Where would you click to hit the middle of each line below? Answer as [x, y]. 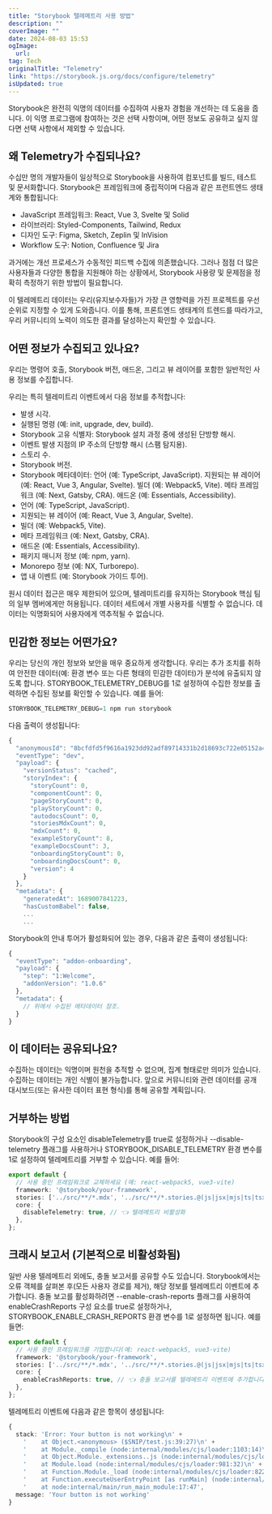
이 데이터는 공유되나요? [63, 1049]
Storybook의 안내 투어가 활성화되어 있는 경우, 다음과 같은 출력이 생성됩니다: [128, 938]
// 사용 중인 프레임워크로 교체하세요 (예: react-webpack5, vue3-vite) [125, 1182]
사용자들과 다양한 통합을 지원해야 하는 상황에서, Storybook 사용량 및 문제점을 [130, 273]
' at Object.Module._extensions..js [90, 1457]
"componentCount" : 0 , [66, 793]
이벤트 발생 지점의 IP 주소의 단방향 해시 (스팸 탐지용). [104, 445]
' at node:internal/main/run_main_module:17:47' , [114, 1487]
